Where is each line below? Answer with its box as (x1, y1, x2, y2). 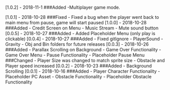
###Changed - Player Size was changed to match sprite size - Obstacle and (5, 57, 165, 63)
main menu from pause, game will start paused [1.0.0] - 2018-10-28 (5, 20, 147, 25)
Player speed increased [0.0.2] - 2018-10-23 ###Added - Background (5, 63, 152, 69)
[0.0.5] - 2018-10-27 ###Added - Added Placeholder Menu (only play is (5, 31, 156, 36)
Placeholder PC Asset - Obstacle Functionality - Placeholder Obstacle (5, 74, 152, 79)
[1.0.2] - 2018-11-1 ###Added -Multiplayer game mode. (5, 5, 121, 10)
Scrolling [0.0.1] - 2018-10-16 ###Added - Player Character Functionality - (5, 68, 160, 74)
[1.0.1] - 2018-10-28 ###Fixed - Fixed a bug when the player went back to (5, 14, 159, 20)
